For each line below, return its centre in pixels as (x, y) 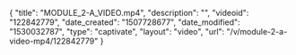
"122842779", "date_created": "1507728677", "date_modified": (125, 22)
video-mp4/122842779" (54, 41)
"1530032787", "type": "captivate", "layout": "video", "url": (117, 31)
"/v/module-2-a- (257, 31)
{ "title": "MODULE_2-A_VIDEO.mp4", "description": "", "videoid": (129, 13)
